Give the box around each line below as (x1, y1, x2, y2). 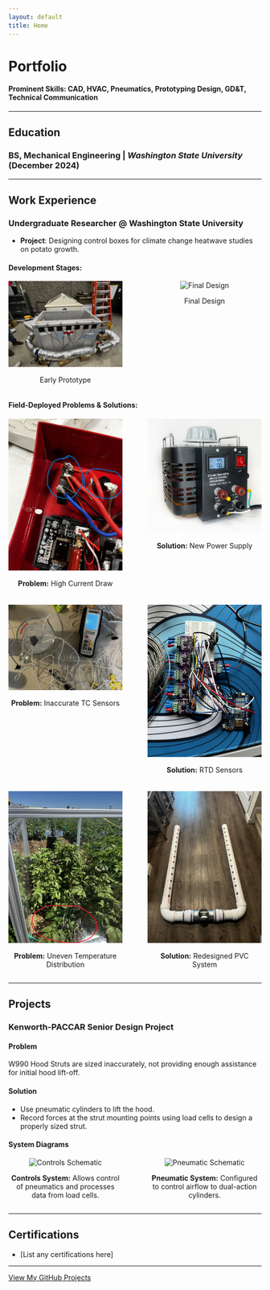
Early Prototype (39, 375, 92, 384)
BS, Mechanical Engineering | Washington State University (8, 150, 243, 161)
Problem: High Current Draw (18, 579, 113, 589)
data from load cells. (31, 1190, 100, 1200)
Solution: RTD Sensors (166, 765, 243, 774)
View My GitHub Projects (8, 1272, 92, 1282)
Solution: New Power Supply (156, 540, 253, 550)
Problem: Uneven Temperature (14, 951, 117, 960)
